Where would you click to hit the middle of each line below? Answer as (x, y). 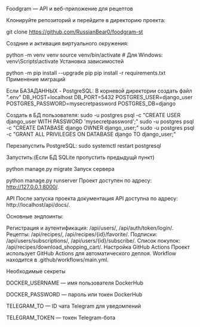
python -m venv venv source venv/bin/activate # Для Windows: (84, 55)
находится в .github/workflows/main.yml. (58, 260)
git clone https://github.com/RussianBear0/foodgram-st (75, 32)
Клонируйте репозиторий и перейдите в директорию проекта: (86, 20)
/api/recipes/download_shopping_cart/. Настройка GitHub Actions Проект (98, 247)
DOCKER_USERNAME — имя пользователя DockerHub (75, 283)
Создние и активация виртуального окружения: (67, 43)
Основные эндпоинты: (35, 216)
